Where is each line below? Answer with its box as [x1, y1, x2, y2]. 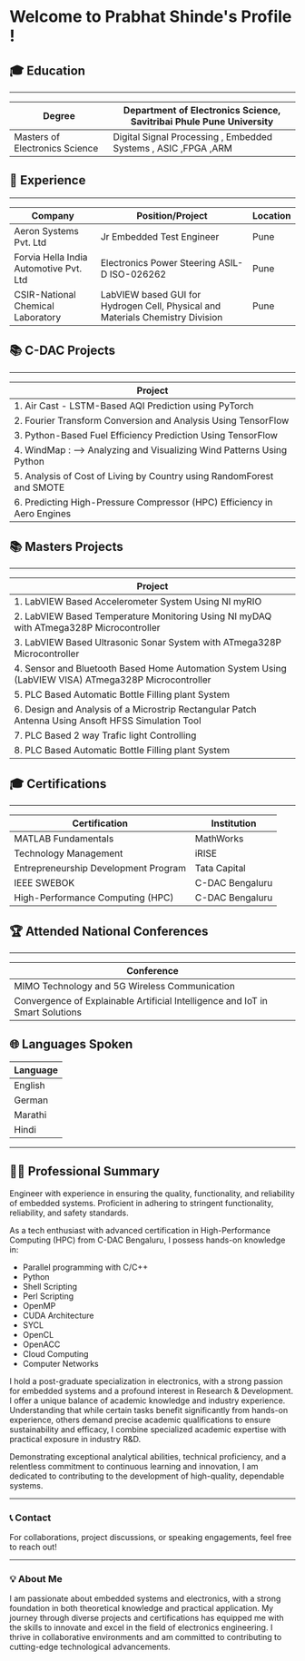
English [14, 1078, 45, 1091]
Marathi [14, 1108, 47, 1121]
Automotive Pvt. [14, 261, 83, 274]
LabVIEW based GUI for [100, 288, 202, 300]
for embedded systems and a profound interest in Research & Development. [9, 1385, 293, 1396]
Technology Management [14, 847, 123, 860]
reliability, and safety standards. [9, 1207, 129, 1218]
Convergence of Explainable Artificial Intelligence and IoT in [14, 995, 268, 1007]
